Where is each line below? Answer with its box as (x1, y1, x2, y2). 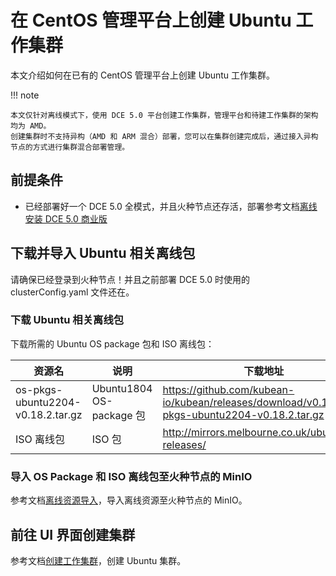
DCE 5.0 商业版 (44, 212, 108, 225)
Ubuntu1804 (91, 381, 153, 395)
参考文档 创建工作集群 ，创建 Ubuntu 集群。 (10, 554, 187, 566)
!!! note (10, 89, 40, 101)
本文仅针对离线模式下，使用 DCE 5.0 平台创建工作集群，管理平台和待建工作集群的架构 (10, 110, 319, 120)
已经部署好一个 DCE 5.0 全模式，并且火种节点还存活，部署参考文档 (24, 200, 300, 212)
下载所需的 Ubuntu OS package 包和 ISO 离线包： (10, 337, 215, 350)
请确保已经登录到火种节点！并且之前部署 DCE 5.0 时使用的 (10, 273, 250, 285)
